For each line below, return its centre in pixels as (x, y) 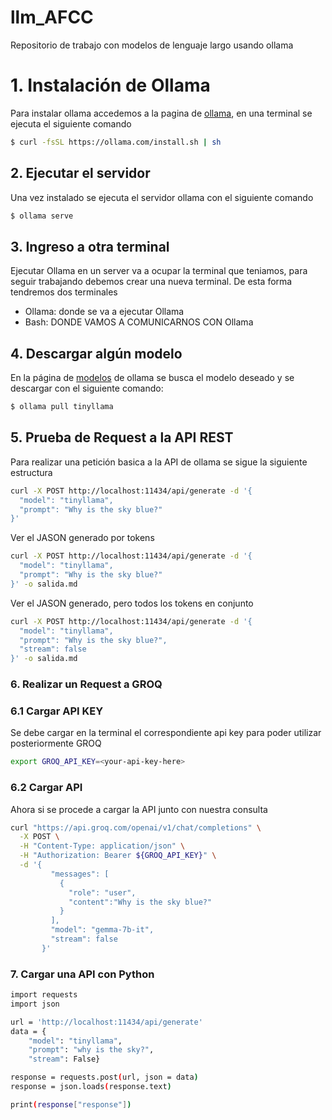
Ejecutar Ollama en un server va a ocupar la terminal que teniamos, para (159, 271)
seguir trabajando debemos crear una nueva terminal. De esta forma (151, 282)
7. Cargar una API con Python (82, 974)
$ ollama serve (42, 216)
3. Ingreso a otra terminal (90, 246)
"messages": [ (80, 874)
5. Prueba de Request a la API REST (122, 437)
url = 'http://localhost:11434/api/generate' (106, 1022)
